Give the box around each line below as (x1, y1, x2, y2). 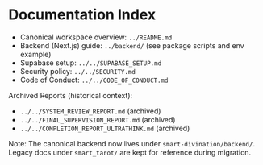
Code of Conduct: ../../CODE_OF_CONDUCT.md (19, 75, 169, 85)
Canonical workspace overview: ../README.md (19, 32, 173, 42)
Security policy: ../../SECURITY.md (19, 66, 136, 76)
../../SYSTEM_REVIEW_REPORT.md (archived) (19, 106, 161, 116)
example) (19, 49, 52, 59)
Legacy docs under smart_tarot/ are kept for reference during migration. (8, 147, 252, 157)
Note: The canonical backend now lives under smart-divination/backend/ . (8, 138, 256, 148)
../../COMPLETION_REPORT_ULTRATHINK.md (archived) (19, 123, 190, 133)
